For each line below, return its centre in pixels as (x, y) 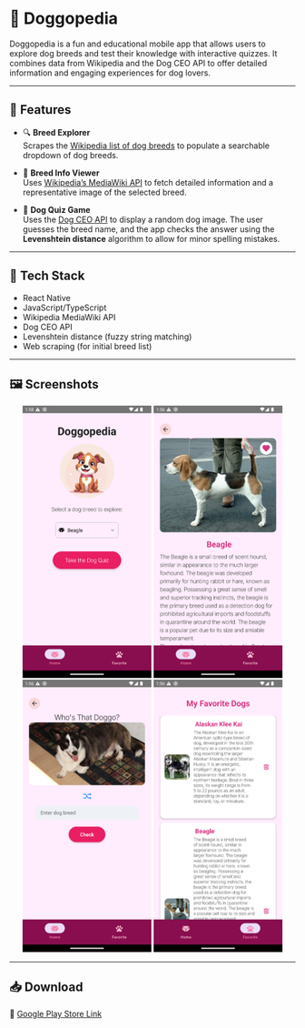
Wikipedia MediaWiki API (69, 317)
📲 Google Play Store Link (56, 1013)
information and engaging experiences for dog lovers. (110, 73)
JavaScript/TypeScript (64, 307)
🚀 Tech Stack (47, 276)
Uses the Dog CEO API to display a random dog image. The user (143, 219)
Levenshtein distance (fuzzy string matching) (107, 337)
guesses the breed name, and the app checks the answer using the (148, 229)
